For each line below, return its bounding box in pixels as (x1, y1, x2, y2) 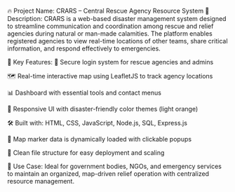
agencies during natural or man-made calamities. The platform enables (7, 29, 213, 38)
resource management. (7, 177, 75, 185)
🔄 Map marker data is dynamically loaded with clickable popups (7, 135, 192, 143)
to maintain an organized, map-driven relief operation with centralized (7, 170, 209, 178)
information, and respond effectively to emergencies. (7, 44, 161, 53)
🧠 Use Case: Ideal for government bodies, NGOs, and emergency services (7, 162, 222, 170)
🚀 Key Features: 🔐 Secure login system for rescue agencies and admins (7, 58, 214, 66)
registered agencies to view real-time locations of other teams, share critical (7, 37, 228, 45)
